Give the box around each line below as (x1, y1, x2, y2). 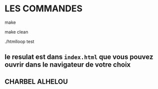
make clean (4, 29, 28, 35)
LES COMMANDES (4, 3, 83, 14)
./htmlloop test (4, 38, 34, 44)
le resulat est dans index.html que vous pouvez (4, 53, 154, 61)
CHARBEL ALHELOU (4, 77, 68, 86)
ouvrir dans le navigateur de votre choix (4, 60, 131, 69)
